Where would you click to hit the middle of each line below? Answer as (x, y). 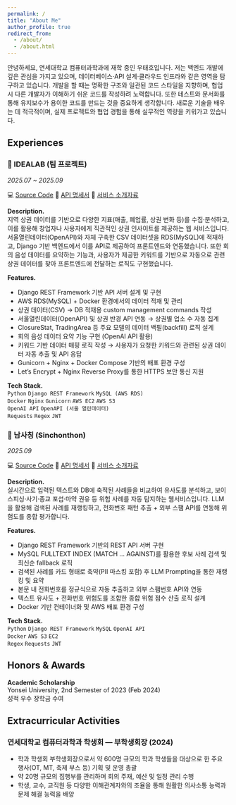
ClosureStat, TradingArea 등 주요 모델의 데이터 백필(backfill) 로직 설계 (116, 327)
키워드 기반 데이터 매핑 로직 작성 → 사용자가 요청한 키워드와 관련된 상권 (115, 345)
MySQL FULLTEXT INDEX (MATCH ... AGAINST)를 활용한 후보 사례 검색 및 (122, 553)
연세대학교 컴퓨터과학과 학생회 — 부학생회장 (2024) (91, 742)
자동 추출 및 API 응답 (54, 354)
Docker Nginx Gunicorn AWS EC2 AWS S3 (61, 401)
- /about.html (34, 47)
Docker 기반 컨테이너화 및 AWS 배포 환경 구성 (81, 606)
